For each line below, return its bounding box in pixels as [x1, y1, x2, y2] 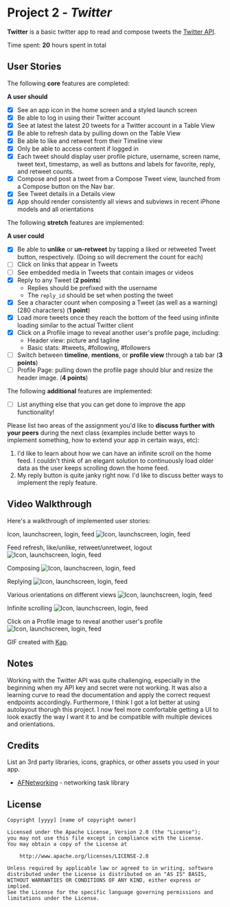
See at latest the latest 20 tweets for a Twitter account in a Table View [16, 121, 215, 129]
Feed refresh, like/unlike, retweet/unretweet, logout [7, 543, 152, 551]
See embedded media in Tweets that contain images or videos [16, 268, 194, 276]
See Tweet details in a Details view [16, 190, 115, 198]
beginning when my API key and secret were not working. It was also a [7, 683, 207, 692]
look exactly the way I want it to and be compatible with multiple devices [7, 712, 213, 721]
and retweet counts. [16, 167, 74, 176]
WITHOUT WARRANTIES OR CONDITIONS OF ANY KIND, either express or [7, 877, 201, 884]
